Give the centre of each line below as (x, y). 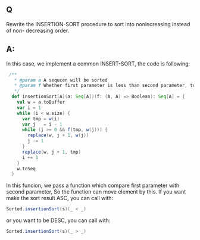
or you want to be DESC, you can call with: (58, 220)
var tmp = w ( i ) (41, 119)
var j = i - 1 (42, 124)
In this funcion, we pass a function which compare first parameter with (93, 186)
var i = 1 (29, 107)
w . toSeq (26, 169)
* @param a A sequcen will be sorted (61, 80)
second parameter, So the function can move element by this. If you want (96, 192)
